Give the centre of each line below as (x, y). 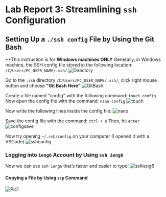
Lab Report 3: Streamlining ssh (71, 9)
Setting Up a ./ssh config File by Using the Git (80, 39)
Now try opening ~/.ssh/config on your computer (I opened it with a (77, 136)
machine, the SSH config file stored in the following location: (69, 65)
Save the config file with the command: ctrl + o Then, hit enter (73, 121)
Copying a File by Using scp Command (46, 178)
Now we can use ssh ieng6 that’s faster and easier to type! (67, 166)
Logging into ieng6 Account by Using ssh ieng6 (64, 155)
